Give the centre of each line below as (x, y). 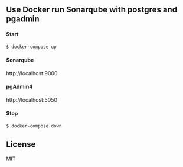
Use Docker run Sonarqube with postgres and (92, 10)
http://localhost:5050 (32, 99)
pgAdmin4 (19, 87)
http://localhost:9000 (32, 73)
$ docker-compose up (32, 47)
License (21, 144)
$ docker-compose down (34, 126)
